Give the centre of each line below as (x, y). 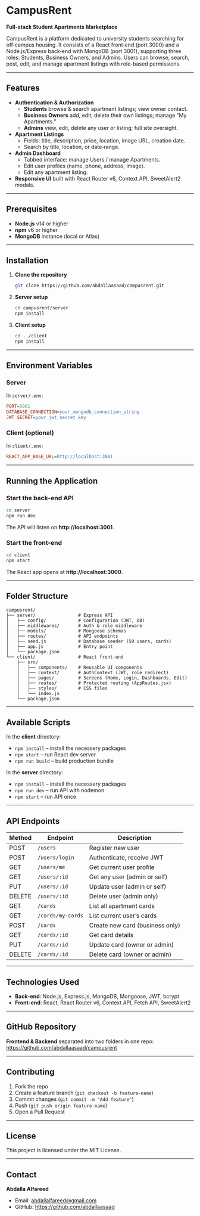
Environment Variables (49, 366)
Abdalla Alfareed (27, 1189)
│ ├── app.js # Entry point (60, 646)
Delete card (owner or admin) (130, 954)
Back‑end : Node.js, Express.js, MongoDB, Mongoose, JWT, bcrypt (97, 996)
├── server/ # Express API (60, 615)
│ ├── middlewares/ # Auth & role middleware (74, 626)
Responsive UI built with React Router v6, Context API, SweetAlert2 (98, 178)
